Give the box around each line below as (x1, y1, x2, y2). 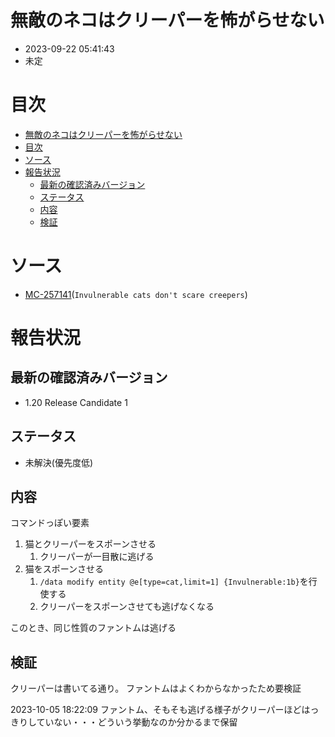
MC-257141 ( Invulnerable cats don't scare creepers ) (24, 288, 248, 300)
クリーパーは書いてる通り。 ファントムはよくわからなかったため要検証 (10, 682, 302, 695)
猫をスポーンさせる (24, 563, 105, 575)
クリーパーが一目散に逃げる (39, 551, 155, 563)
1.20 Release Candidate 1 (24, 396, 128, 408)
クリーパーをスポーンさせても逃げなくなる (39, 601, 215, 613)
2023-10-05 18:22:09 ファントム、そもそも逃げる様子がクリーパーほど (10, 704, 302, 716)
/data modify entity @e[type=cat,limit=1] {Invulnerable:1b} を (39, 576, 309, 588)
